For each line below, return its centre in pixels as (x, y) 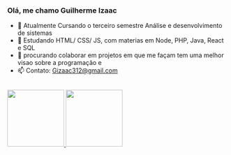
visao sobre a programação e (60, 63)
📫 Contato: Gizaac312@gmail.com (67, 71)
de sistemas (35, 33)
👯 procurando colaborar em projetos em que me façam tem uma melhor (121, 55)
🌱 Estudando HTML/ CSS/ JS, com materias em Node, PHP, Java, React (121, 40)
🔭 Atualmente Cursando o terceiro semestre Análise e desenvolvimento (120, 26)
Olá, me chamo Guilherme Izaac (62, 10)
